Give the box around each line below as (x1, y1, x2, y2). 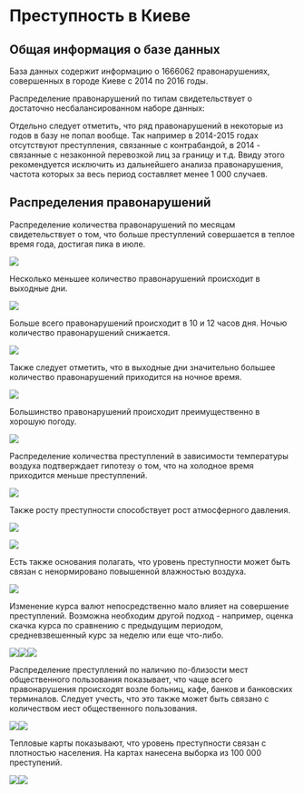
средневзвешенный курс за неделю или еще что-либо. (9, 629, 224, 640)
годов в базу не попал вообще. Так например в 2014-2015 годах (9, 130, 259, 141)
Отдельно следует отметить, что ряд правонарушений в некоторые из (9, 120, 284, 131)
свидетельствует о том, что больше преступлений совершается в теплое (9, 228, 296, 239)
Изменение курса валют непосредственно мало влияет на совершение (9, 600, 289, 611)
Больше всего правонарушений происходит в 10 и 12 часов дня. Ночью (9, 317, 288, 328)
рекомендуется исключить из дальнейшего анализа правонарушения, (9, 159, 284, 169)
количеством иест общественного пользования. (9, 702, 198, 714)
